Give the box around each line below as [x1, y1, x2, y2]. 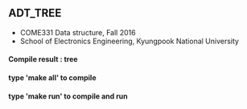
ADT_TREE [8, 6, 62, 20]
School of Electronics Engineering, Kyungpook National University [19, 36, 240, 46]
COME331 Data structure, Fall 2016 [19, 27, 136, 37]
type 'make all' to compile [8, 73, 97, 83]
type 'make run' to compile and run [8, 91, 129, 101]
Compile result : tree [8, 54, 78, 64]
